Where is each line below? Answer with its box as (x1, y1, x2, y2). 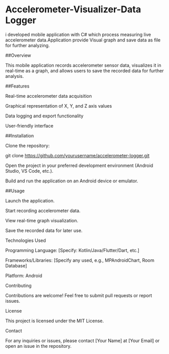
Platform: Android (5, 273, 42, 279)
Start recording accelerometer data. (5, 207, 81, 214)
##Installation (5, 132, 34, 139)
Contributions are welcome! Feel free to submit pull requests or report (5, 292, 152, 298)
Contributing (5, 282, 32, 288)
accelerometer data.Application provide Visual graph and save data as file (5, 37, 161, 43)
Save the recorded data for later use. (5, 227, 83, 234)
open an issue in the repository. (5, 343, 72, 349)
